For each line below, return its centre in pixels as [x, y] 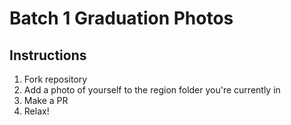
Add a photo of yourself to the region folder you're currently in [152, 90]
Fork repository [55, 79]
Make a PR [46, 100]
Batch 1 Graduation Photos [121, 18]
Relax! [36, 111]
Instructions [48, 55]
